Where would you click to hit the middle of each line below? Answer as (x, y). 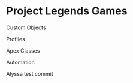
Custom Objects (26, 27)
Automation (20, 62)
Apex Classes (23, 50)
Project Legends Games (67, 11)
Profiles (16, 39)
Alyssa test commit (30, 73)
